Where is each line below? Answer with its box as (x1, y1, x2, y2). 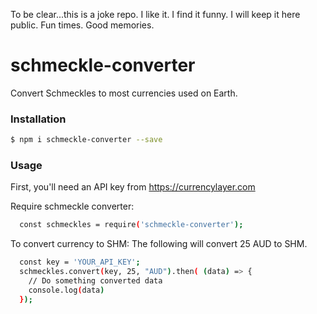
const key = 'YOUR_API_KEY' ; (19, 257, 141, 268)
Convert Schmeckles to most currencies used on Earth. (10, 87, 238, 99)
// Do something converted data (28, 276, 163, 286)
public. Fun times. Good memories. (10, 19, 155, 31)
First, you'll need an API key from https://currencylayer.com (10, 181, 256, 193)
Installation (10, 112, 67, 126)
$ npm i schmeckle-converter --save (10, 135, 163, 145)
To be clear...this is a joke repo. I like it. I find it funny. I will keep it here (10, 9, 301, 20)
